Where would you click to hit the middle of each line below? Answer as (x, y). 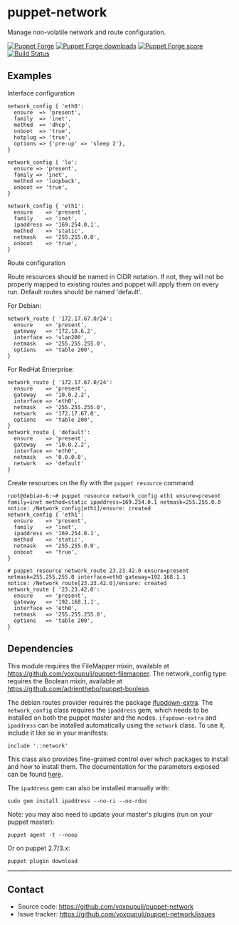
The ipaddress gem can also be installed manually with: (89, 787)
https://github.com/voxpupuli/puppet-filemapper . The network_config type (117, 673)
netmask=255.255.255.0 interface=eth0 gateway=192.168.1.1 (97, 577)
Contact (26, 889)
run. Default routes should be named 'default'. (75, 291)
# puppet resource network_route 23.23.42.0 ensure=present (99, 571)
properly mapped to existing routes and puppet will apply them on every (113, 284)
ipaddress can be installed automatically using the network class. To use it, (116, 725)
